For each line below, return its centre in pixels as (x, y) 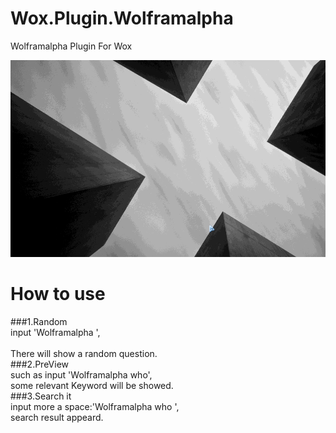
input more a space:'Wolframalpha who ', (95, 407)
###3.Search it (41, 396)
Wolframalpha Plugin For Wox (71, 46)
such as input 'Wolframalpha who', (81, 375)
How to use (58, 294)
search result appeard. (57, 418)
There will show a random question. (84, 354)
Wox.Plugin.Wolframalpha (122, 18)
